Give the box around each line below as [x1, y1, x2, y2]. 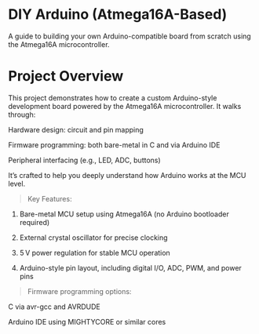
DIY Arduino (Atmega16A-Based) [8, 5, 228, 24]
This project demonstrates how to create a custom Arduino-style [8, 93, 217, 103]
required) [19, 217, 50, 227]
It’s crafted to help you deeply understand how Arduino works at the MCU [8, 170, 246, 180]
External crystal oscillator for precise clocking [19, 233, 168, 242]
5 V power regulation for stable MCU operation [19, 248, 170, 257]
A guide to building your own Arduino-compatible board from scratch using [8, 31, 251, 41]
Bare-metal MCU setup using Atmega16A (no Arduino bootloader [19, 209, 229, 219]
